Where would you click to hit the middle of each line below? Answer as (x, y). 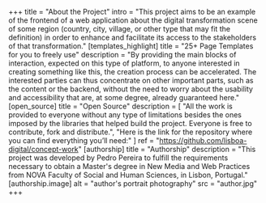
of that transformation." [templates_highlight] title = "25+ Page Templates (131, 46)
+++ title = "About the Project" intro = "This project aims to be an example (132, 12)
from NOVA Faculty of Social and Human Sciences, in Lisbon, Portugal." (129, 175)
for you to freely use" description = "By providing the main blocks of (122, 55)
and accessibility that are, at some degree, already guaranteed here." (124, 97)
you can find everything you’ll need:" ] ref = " (84, 140)
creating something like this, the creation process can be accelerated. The (133, 72)
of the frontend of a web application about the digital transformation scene (133, 20)
